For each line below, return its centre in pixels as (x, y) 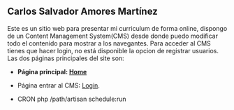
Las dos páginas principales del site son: (66, 58)
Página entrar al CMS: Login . (58, 85)
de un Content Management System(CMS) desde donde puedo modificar (113, 36)
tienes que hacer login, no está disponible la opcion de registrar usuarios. (113, 50)
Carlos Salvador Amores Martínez (83, 12)
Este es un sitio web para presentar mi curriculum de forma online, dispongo (117, 28)
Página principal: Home (52, 71)
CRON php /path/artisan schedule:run (72, 99)
